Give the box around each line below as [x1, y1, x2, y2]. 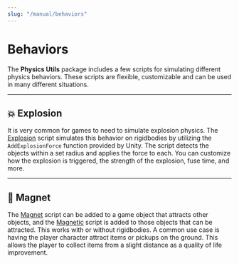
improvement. [7, 248, 48, 257]
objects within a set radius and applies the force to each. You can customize [7, 149, 231, 158]
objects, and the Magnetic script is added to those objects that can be [7, 218, 213, 227]
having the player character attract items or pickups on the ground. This [7, 233, 218, 242]
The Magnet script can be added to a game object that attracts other [7, 210, 208, 219]
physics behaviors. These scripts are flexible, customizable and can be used [7, 72, 232, 81]
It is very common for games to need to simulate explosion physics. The [7, 126, 218, 135]
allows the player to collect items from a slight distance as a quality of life [7, 240, 223, 250]
